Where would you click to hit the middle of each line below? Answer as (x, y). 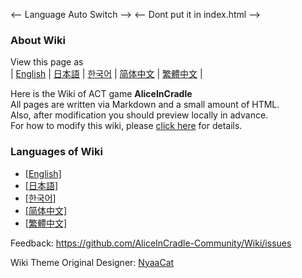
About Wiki (38, 40)
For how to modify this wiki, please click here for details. (126, 126)
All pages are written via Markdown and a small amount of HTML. (145, 105)
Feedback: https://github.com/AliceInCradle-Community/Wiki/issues (151, 243)
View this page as (47, 62)
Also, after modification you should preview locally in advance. (139, 115)
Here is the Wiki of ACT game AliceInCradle (101, 94)
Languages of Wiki (56, 152)
